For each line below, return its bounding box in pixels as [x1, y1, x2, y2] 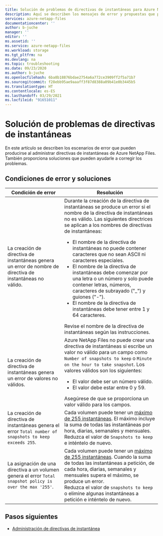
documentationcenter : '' [5, 20, 55, 26]
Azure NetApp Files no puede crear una [64, 336, 154, 343]
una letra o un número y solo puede [72, 275, 154, 282]
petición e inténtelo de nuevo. [64, 496, 132, 503]
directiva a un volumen [7, 466, 60, 473]
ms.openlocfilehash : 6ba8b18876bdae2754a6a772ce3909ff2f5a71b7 [5, 75, 136, 80]
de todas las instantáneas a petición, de [64, 460, 155, 466]
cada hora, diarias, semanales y [64, 465, 137, 472]
